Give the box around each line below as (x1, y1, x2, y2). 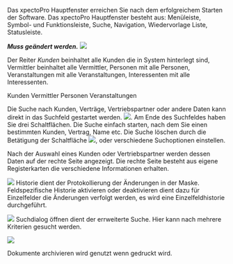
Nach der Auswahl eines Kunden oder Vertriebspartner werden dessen (7, 149, 211, 158)
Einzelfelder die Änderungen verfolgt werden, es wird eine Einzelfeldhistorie (7, 194, 225, 201)
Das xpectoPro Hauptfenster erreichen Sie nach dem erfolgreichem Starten (7, 6, 223, 14)
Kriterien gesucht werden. (7, 222, 82, 231)
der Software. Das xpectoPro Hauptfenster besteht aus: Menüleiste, (7, 13, 202, 22)
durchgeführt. (7, 201, 47, 209)
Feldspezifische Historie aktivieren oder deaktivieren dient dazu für (7, 186, 200, 194)
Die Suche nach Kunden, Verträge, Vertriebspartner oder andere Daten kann (7, 105, 226, 113)
